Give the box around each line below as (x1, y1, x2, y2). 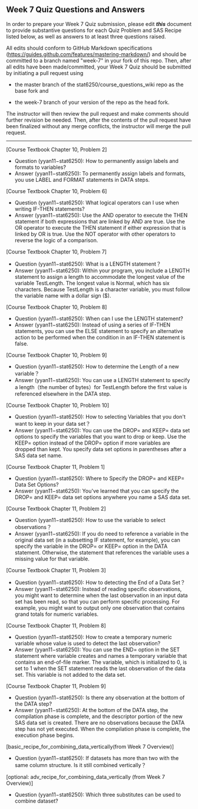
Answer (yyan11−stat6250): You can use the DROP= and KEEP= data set (14, 426, 190, 433)
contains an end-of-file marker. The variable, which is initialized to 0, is (14, 658, 187, 666)
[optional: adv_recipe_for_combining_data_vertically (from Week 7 (6, 773, 165, 780)
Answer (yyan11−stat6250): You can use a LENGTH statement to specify (14, 376, 190, 383)
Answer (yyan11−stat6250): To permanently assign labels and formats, (14, 169, 186, 177)
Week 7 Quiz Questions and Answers (6, 5, 146, 15)
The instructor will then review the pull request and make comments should (6, 110, 189, 117)
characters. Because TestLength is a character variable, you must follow (14, 286, 190, 293)
